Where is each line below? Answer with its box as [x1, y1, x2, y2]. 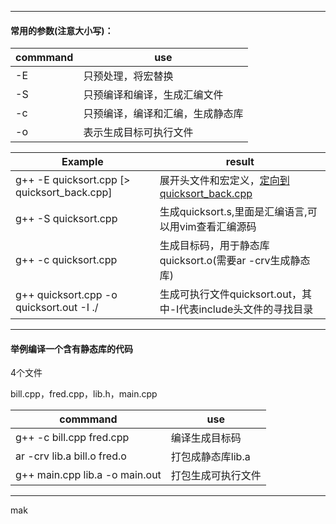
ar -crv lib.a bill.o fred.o [15, 449, 127, 463]
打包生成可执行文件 [170, 469, 262, 483]
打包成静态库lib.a [170, 450, 251, 464]
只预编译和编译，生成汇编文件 [83, 88, 224, 102]
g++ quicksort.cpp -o [15, 288, 118, 302]
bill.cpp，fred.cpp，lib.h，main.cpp [10, 388, 158, 400]
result [225, 155, 255, 169]
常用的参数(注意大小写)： [10, 24, 114, 36]
